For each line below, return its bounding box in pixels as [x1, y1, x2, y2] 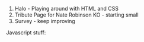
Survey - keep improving [14, 18, 75, 24]
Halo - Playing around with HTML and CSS [14, 5, 119, 12]
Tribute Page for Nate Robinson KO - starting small [14, 11, 139, 18]
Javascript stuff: [6, 29, 46, 36]
